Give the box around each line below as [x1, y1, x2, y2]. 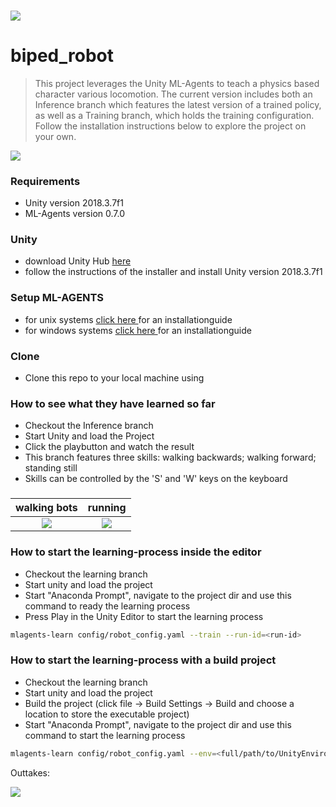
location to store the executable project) [24, 708, 190, 720]
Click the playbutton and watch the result [24, 441, 195, 453]
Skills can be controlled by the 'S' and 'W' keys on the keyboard [24, 473, 288, 485]
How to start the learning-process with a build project [10, 653, 277, 667]
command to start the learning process [24, 729, 186, 741]
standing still [24, 462, 78, 474]
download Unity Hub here [24, 255, 132, 267]
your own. [34, 130, 77, 142]
